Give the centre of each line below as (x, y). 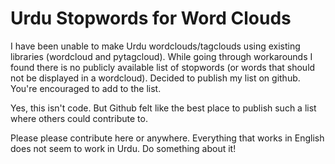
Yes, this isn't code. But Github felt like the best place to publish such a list (163, 108)
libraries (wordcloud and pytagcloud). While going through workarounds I (161, 56)
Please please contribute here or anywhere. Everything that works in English (167, 138)
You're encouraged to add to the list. (86, 88)
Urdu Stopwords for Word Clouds (151, 18)
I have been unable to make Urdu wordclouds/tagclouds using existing (155, 46)
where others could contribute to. (79, 118)
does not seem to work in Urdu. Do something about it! (123, 148)
